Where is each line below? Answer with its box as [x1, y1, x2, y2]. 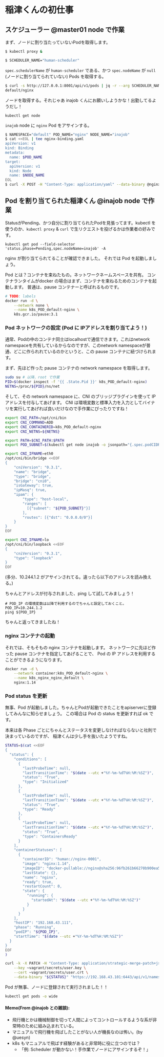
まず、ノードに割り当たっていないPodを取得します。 [5, 40, 111, 45]
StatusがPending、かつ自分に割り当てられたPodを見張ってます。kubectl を [5, 220, 156, 225]
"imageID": [22, 866, 45, 871]
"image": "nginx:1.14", [22, 861, 71, 866]
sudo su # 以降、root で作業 [5, 375, 60, 380]
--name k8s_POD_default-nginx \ [14, 308, 80, 312]
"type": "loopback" [14, 555, 54, 560]
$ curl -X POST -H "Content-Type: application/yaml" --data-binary [5, 182, 145, 187]
